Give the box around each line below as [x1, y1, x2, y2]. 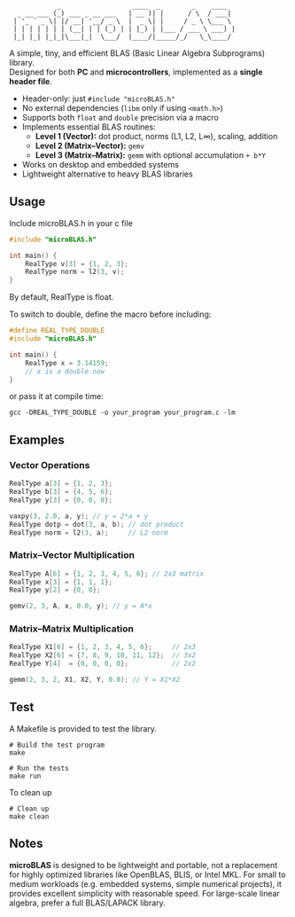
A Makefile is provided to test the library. [9, 723, 158, 733]
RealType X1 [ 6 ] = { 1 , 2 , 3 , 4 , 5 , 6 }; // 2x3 [9, 643, 197, 652]
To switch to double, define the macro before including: [9, 309, 212, 320]
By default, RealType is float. [9, 292, 114, 302]
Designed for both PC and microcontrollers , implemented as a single [9, 67, 263, 77]
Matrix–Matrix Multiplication [9, 623, 135, 635]
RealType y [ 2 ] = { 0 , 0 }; [9, 585, 101, 595]
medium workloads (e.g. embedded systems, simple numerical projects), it [9, 878, 282, 889]
